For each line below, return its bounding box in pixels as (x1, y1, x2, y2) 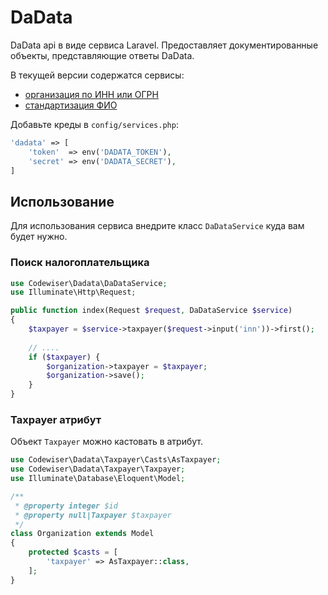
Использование (10, 193, 115, 210)
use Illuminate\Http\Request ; (10, 287, 137, 298)
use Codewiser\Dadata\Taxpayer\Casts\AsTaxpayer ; (10, 455, 222, 465)
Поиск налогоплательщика (10, 256, 150, 270)
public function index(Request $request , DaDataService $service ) (10, 306, 293, 316)
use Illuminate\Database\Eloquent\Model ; (10, 474, 186, 484)
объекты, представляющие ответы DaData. (10, 49, 195, 61)
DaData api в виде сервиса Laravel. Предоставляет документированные (10, 39, 319, 51)
